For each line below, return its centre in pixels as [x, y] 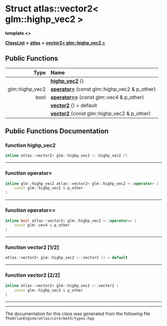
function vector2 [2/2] [33, 275]
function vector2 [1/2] [32, 248]
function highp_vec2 [31, 145]
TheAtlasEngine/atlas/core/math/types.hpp [50, 319]
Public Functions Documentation [57, 131]
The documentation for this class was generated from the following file [78, 314]
